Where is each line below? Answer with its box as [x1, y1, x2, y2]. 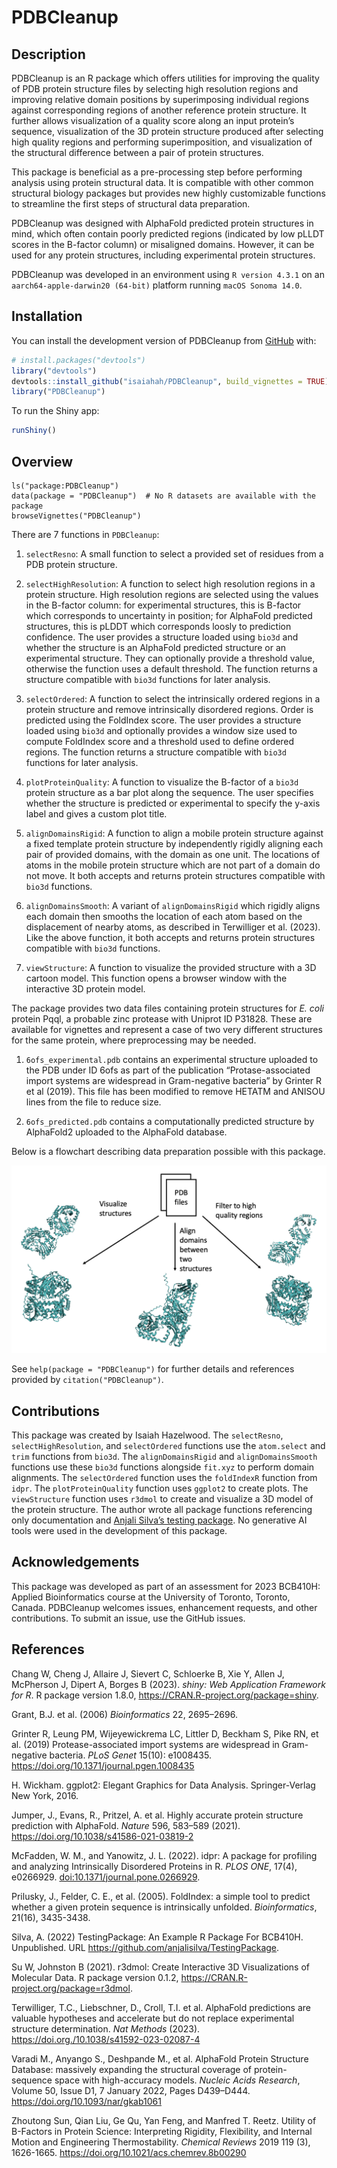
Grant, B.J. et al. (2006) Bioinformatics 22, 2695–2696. [11, 1708, 238, 1720]
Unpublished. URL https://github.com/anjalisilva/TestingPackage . [11, 1941, 280, 1953]
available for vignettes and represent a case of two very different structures [11, 1024, 323, 1035]
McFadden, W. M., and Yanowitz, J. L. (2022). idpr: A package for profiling [11, 1849, 318, 1861]
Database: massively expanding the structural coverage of [11, 2063, 253, 2075]
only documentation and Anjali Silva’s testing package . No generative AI [11, 1514, 308, 1526]
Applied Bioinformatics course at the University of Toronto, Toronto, [11, 1591, 291, 1603]
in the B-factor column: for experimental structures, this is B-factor [25, 599, 302, 611]
